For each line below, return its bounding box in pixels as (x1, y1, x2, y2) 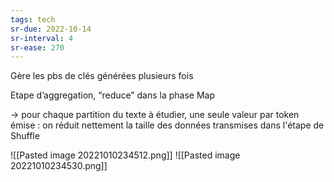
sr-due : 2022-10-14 (10, 24, 92, 34)
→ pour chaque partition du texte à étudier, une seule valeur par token (10, 109, 300, 121)
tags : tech (10, 14, 56, 25)
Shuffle (10, 130, 40, 142)
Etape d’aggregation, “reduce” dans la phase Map (10, 89, 215, 101)
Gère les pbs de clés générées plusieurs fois (10, 70, 194, 82)
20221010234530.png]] (10, 160, 108, 172)
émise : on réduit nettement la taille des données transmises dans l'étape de (10, 119, 325, 131)
